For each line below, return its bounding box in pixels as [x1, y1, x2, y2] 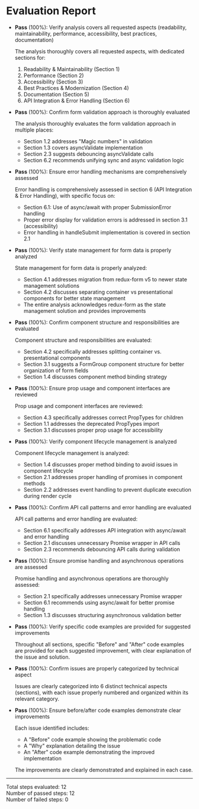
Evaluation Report [6, 4, 96, 18]
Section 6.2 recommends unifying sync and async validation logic [23, 156, 185, 163]
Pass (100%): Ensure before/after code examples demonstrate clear [14, 707, 182, 714]
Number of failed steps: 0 [6, 795, 69, 803]
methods [23, 480, 46, 487]
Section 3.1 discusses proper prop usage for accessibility [23, 426, 163, 434]
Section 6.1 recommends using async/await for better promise [23, 599, 175, 606]
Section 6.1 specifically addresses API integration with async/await [23, 527, 187, 534]
